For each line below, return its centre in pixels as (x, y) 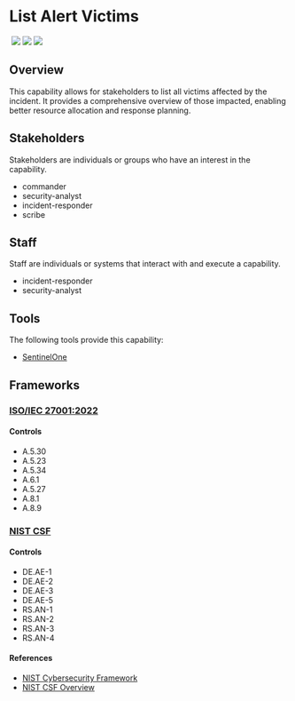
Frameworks (45, 385)
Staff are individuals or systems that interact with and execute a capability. (145, 264)
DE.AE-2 (37, 581)
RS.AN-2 (38, 618)
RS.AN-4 (38, 638)
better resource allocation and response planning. (100, 110)
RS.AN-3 (38, 628)
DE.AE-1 (37, 571)
